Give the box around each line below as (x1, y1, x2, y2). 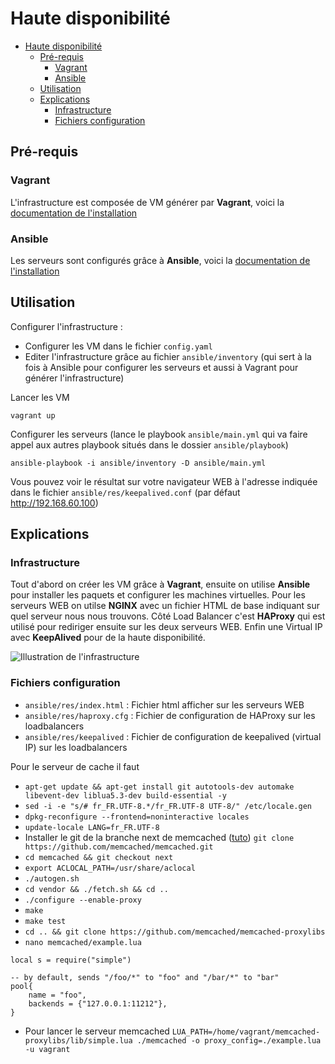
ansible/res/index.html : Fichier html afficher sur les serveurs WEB (24, 698, 305, 711)
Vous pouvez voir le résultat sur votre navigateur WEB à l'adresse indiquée (10, 475, 318, 487)
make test (24, 916, 67, 926)
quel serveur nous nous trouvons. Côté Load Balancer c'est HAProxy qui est (10, 610, 326, 622)
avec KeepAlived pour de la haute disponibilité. (10, 632, 206, 644)
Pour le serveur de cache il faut (10, 760, 140, 772)
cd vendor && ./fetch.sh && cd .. (24, 884, 169, 894)
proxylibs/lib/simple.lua (24, 1035, 133, 1046)
